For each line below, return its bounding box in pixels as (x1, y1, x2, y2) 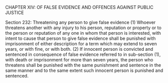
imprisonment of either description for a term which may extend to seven (5, 41, 157, 47)
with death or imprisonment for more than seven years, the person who (5, 57, 153, 62)
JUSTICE (5, 10, 24, 16)
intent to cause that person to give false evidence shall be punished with (5, 35, 156, 41)
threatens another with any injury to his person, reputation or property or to (5, 25, 161, 31)
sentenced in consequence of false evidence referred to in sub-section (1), (5, 51, 161, 57)
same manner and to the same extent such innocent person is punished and (5, 67, 163, 73)
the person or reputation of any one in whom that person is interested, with (5, 30, 161, 36)
